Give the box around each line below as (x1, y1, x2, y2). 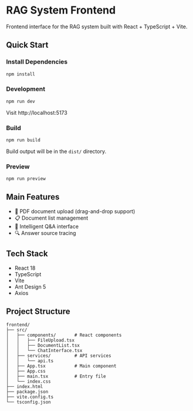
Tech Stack (6, 248, 48, 259)
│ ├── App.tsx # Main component (6, 363, 117, 369)
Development (6, 85, 46, 93)
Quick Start (6, 40, 49, 50)
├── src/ (6, 327, 28, 333)
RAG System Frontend (6, 4, 116, 17)
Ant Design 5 (14, 283, 46, 290)
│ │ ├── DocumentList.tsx (6, 343, 80, 349)
